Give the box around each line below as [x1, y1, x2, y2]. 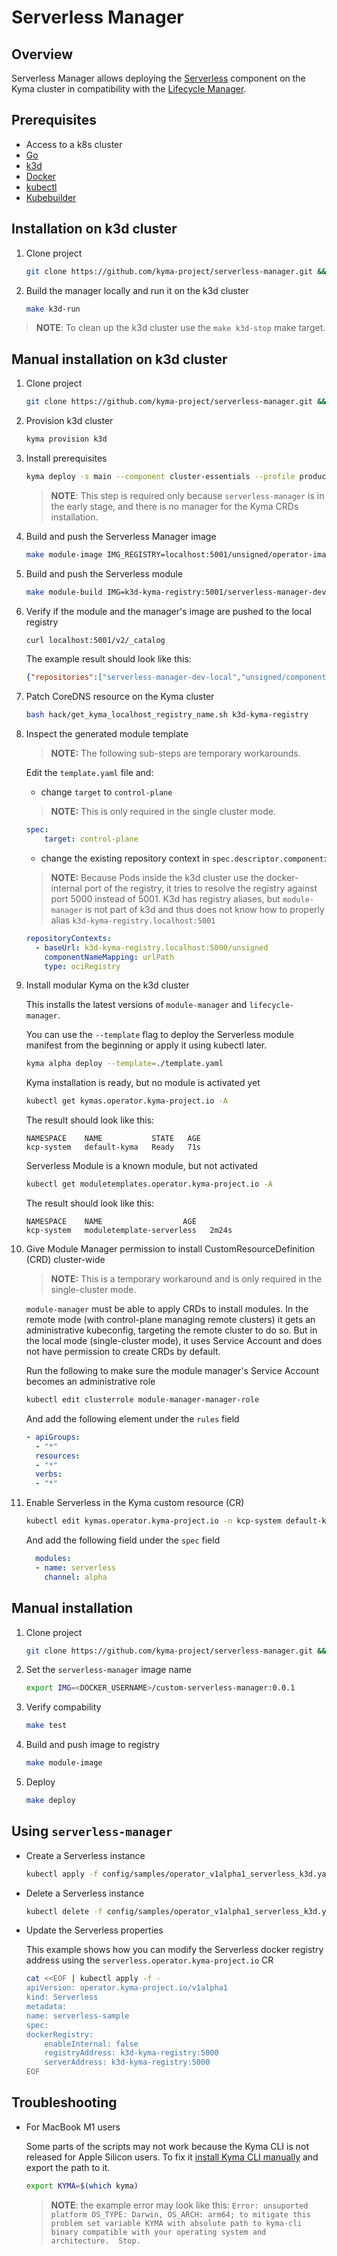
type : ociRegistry [44, 961, 121, 971]
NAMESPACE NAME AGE [25, 1217, 197, 1227]
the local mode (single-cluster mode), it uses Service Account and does [25, 1335, 323, 1347]
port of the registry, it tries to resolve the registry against [84, 882, 318, 894]
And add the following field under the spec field [25, 1534, 221, 1546]
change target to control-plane [40, 786, 173, 798]
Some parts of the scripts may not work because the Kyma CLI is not [25, 2140, 310, 2152]
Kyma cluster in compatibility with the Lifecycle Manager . [11, 83, 247, 95]
